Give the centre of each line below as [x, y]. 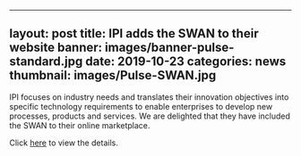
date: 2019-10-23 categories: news [185, 62]
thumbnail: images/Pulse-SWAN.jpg [113, 75]
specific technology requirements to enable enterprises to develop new [141, 106]
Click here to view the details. [64, 143]
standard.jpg [46, 62]
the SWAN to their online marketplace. [80, 125]
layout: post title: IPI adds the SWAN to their [134, 33]
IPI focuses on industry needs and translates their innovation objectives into [149, 97]
